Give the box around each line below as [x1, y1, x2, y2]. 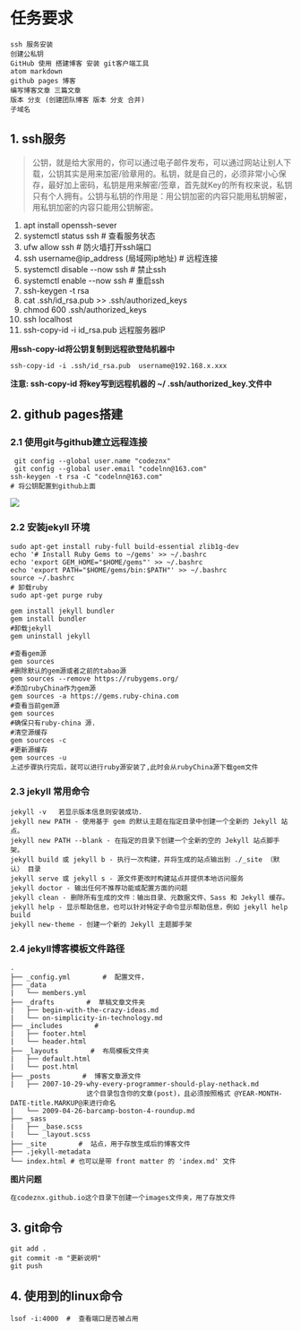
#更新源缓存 [10, 745, 48, 754]
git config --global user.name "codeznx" [13, 457, 171, 466]
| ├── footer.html [10, 1029, 88, 1039]
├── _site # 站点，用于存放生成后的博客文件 [10, 1139, 191, 1149]
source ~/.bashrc [10, 573, 75, 582]
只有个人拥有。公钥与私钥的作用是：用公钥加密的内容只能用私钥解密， [31, 190, 292, 202]
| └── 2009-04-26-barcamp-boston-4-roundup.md [10, 1107, 195, 1116]
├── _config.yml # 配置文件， [10, 973, 149, 982]
